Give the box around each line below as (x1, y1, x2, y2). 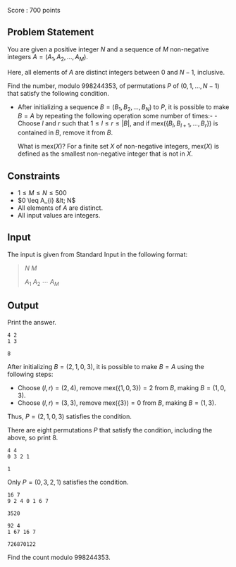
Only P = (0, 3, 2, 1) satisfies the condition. (7, 478, 129, 487)
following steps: (7, 370, 54, 379)
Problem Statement (7, 26, 94, 38)
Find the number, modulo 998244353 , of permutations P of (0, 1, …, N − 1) (7, 81, 220, 90)
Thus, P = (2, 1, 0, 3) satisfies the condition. (7, 412, 132, 421)
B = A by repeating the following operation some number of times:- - (17, 112, 218, 120)
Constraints (7, 170, 61, 182)
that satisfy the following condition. (7, 89, 109, 97)
